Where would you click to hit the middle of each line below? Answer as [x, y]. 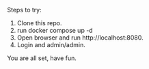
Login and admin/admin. [51, 45]
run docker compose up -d [55, 30]
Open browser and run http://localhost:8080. [80, 38]
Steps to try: [25, 10]
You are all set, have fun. [42, 58]
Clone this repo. [39, 23]
